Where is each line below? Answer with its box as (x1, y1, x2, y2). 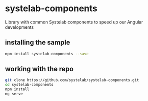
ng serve (5, 91, 23, 97)
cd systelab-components (5, 82, 54, 87)
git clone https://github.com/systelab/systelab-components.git (5, 78, 139, 83)
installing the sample (5, 39, 70, 47)
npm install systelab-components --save (5, 51, 89, 56)
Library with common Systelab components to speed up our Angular (5, 19, 143, 25)
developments (5, 24, 34, 30)
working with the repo (5, 65, 74, 73)
